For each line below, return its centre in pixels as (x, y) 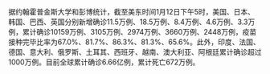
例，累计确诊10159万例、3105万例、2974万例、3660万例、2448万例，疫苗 (133, 32)
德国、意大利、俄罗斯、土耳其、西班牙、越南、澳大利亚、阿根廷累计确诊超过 (135, 52)
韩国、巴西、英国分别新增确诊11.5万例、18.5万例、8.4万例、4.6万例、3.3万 (132, 22)
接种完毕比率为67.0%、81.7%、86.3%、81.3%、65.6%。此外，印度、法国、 (135, 42)
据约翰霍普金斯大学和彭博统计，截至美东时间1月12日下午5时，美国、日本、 (132, 12)
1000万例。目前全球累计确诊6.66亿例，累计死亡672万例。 (104, 62)
